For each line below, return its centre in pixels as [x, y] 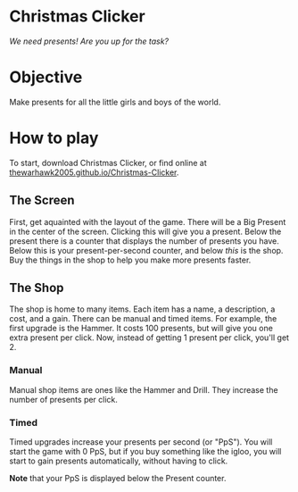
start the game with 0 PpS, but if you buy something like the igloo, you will [145, 452]
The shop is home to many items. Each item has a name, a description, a [142, 309]
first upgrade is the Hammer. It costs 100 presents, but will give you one [141, 329]
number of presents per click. [64, 399]
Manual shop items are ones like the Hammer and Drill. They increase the [144, 389]
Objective [46, 77]
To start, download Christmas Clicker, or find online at [108, 163]
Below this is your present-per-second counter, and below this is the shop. [146, 250]
